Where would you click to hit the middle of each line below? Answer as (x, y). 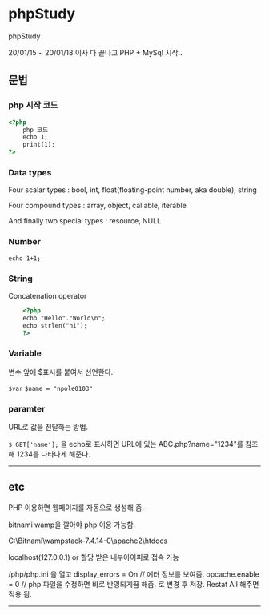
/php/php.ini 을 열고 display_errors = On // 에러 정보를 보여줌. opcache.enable (134, 574)
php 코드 (36, 130)
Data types (30, 172)
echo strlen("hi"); (55, 325)
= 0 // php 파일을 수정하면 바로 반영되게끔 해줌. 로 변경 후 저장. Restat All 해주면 (134, 584)
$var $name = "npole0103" (51, 388)
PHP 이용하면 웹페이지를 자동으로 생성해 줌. (76, 507)
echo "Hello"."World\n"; (64, 318)
